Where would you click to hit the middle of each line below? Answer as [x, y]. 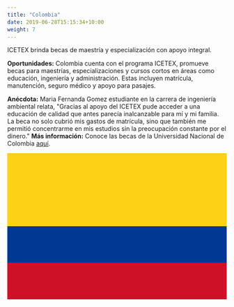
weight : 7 [22, 29]
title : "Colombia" [34, 15]
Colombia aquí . [29, 143]
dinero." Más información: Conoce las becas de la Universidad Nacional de [116, 136]
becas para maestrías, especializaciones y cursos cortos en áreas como [111, 71]
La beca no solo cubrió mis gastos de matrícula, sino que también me [107, 121]
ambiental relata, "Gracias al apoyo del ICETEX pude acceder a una [104, 107]
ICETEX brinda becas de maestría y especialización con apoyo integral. [110, 50]
